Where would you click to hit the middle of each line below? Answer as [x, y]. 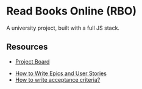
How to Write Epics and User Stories [61, 73]
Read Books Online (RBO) [72, 11]
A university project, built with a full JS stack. [63, 28]
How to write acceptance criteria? [58, 79]
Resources [27, 47]
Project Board [32, 61]
